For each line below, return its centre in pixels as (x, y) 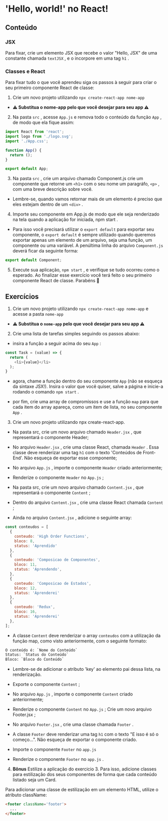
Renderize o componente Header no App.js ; (58, 478)
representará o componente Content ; (51, 493)
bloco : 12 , (26, 588)
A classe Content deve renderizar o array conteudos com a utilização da (87, 635)
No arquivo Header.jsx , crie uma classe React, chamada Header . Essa (86, 447)
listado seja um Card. (35, 780)
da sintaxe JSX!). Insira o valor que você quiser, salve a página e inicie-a (88, 386)
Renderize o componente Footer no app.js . (58, 759)
